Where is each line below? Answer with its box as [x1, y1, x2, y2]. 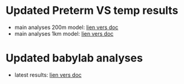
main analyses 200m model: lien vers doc [14, 24, 119, 31]
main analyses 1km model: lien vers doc [14, 30, 114, 37]
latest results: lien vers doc [14, 71, 82, 79]
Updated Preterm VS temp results [5, 4, 179, 18]
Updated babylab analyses [5, 51, 143, 65]
